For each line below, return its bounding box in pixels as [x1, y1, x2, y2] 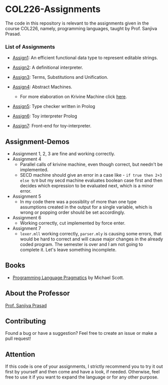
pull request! [5, 335, 31, 342]
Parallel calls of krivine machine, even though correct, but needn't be [20, 162, 163, 168]
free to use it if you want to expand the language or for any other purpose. [5, 374, 159, 380]
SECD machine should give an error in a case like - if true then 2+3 [20, 172, 162, 178]
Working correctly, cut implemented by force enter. [20, 220, 126, 226]
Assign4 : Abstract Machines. [12, 84, 73, 90]
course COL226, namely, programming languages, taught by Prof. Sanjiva [5, 25, 157, 31]
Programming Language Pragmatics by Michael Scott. [12, 275, 124, 281]
